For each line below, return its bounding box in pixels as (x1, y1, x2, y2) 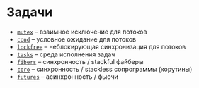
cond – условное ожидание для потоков (16, 34, 136, 43)
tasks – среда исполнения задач (16, 50, 115, 58)
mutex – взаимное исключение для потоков (16, 27, 147, 36)
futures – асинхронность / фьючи (16, 72, 118, 81)
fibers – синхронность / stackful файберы (16, 57, 144, 65)
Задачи (6, 4, 53, 20)
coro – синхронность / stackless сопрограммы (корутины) (16, 65, 193, 73)
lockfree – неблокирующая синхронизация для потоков (16, 42, 186, 51)
